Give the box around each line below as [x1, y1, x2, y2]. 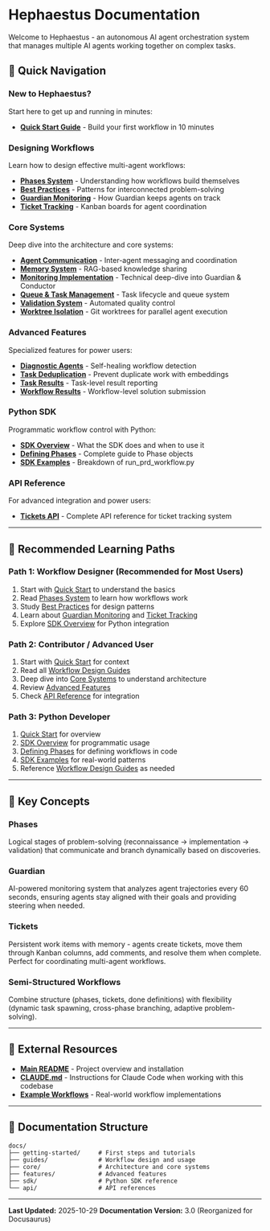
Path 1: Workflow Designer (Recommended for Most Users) [8, 566, 243, 577]
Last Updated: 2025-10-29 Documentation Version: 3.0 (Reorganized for [8, 1205, 253, 1215]
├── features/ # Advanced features [8, 1170, 167, 1178]
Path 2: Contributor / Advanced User [8, 638, 154, 650]
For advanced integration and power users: [8, 496, 151, 506]
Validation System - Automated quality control [19, 298, 175, 308]
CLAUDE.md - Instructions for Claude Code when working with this [19, 1072, 243, 1082]
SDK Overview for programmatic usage [19, 738, 150, 748]
